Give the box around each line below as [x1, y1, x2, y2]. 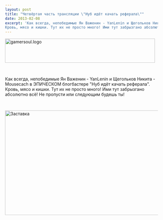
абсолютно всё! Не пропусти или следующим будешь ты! [5, 91, 125, 97]
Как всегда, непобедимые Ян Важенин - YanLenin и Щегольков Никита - [5, 76, 155, 82]
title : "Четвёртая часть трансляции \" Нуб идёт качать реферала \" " [5, 12, 145, 16]
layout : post [5, 7, 32, 12]
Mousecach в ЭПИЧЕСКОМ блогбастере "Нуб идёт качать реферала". [5, 81, 150, 87]
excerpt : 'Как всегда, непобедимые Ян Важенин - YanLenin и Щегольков [5, 20, 151, 26]
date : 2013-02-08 [5, 16, 40, 21]
